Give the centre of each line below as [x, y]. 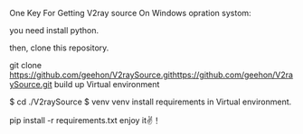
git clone [26, 65]
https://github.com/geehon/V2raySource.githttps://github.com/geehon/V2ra [151, 75]
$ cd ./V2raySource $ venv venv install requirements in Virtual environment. [151, 102]
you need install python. [54, 30]
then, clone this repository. [59, 48]
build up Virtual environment [107, 84]
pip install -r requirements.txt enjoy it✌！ [85, 120]
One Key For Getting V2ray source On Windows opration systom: [130, 13]
